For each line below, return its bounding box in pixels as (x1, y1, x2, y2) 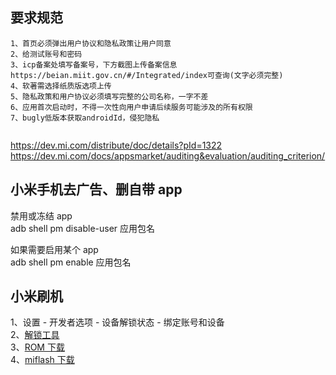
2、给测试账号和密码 (10, 49, 83, 59)
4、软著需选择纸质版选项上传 (10, 81, 112, 91)
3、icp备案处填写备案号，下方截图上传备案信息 (10, 59, 178, 70)
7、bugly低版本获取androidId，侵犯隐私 (10, 113, 160, 123)
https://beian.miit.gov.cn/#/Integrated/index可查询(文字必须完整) (10, 70, 284, 80)
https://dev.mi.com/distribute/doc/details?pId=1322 (10, 139, 223, 151)
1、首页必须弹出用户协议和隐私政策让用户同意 (10, 38, 172, 48)
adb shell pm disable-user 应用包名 (10, 222, 156, 234)
